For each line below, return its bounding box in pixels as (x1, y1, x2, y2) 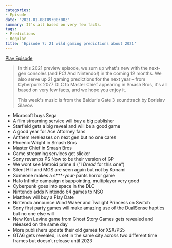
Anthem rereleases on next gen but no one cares (12, 134, 117, 140)
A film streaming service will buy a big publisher (12, 118, 114, 124)
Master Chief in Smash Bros (12, 145, 72, 151)
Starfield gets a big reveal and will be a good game (12, 123, 121, 129)
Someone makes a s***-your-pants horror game (12, 172, 116, 178)
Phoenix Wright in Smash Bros (12, 139, 77, 145)
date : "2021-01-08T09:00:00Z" (5, 17, 70, 22)
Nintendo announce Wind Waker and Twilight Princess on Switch (12, 199, 150, 205)
